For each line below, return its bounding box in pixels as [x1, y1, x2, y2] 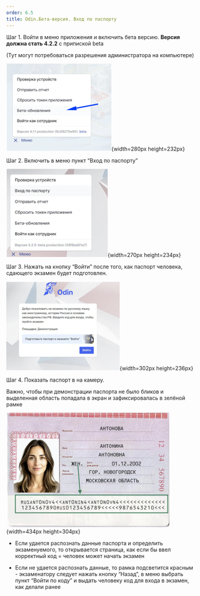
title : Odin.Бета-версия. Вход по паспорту [6, 16, 117, 22]
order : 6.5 [6, 10, 34, 16]
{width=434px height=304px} [6, 527, 81, 535]
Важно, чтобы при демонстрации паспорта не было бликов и [6, 388, 164, 395]
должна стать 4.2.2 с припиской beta [6, 40, 104, 47]
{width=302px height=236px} [120, 364, 193, 371]
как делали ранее [14, 583, 61, 590]
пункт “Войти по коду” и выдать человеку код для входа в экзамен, [14, 577, 189, 584]
